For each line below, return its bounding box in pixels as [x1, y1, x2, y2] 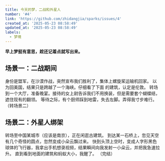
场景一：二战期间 [5, 64, 57, 72]
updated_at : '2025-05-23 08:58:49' [5, 25, 78, 30]
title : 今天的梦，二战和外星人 [5, 7, 61, 12]
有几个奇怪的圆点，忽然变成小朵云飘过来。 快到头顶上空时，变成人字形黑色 [5, 138, 157, 144]
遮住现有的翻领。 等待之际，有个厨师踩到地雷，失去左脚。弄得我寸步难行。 [5, 96, 157, 102]
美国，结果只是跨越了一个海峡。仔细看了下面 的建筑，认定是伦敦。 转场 [13, 84, 158, 90]
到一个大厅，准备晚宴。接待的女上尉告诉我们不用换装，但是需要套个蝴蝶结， [5, 90, 160, 96]
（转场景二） [5, 102, 31, 108]
